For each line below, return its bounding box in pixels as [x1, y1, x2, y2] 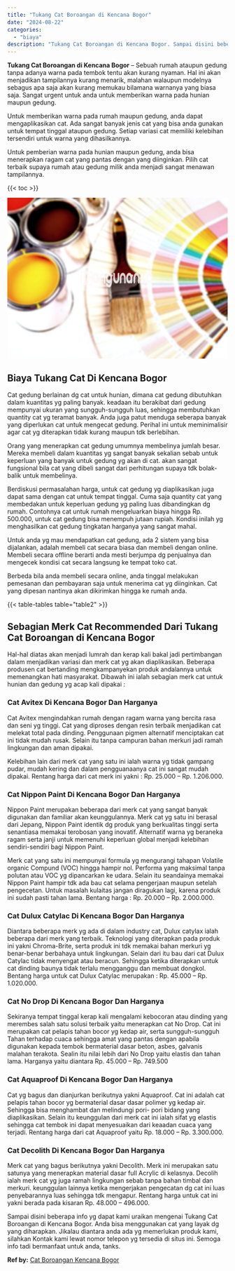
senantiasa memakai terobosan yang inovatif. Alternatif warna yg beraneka [7, 828, 223, 836]
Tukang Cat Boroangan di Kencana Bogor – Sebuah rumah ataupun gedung [7, 61, 227, 69]
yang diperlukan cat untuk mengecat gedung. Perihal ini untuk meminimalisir [7, 421, 229, 429]
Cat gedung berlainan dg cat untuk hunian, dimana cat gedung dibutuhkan [7, 391, 222, 399]
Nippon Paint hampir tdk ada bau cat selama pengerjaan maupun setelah [7, 878, 217, 887]
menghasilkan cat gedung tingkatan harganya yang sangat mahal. [7, 523, 197, 531]
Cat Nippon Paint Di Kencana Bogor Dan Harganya [7, 789, 180, 799]
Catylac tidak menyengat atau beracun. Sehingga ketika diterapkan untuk [7, 957, 219, 965]
